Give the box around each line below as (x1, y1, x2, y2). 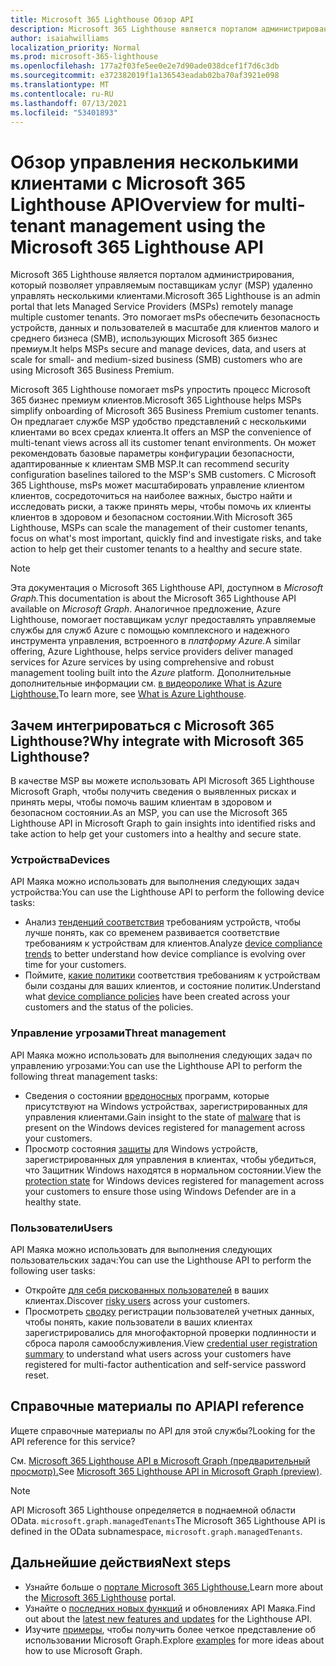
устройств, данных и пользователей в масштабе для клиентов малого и (10, 322, 320, 334)
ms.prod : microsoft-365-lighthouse (10, 52, 159, 62)
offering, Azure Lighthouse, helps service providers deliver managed (10, 646, 294, 658)
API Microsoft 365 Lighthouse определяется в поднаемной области (10, 1504, 296, 1516)
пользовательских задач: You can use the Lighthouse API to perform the (10, 1254, 312, 1266)
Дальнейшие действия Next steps (10, 1554, 232, 1571)
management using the (69, 214, 266, 237)
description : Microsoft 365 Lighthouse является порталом (10, 24, 257, 34)
